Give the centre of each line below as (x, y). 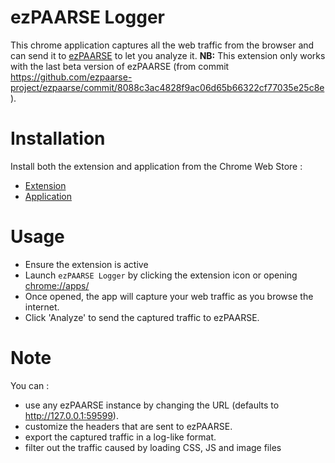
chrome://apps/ (57, 285)
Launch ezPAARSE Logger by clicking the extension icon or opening (161, 275)
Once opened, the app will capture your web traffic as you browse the (169, 296)
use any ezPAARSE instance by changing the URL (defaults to (152, 405)
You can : (30, 385)
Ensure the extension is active (86, 264)
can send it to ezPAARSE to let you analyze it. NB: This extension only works (168, 55)
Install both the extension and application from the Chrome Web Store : (156, 166)
